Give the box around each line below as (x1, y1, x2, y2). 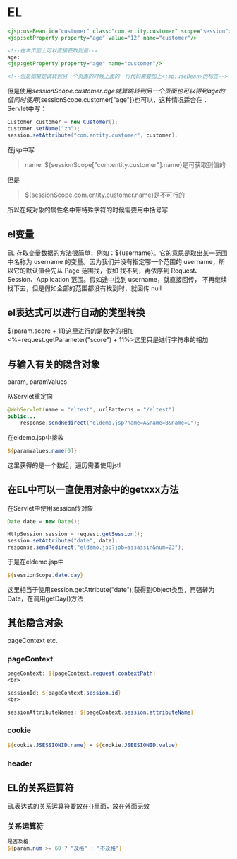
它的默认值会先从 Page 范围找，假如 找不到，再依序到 (13, 266, 170, 275)
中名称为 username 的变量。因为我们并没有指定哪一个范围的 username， (7, 257, 219, 266)
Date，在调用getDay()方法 (7, 594, 83, 603)
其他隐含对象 (7, 617, 63, 629)
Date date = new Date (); (7, 518, 80, 525)
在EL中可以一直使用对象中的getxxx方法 (7, 484, 179, 496)
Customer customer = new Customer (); (7, 118, 119, 126)
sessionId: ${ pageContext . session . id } (7, 689, 121, 696)
